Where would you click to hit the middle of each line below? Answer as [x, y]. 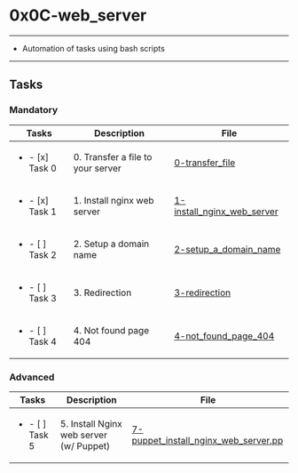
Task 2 [43, 254]
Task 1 [43, 212]
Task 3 [43, 298]
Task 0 [43, 168]
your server [97, 168]
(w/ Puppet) [86, 445]
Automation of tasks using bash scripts [94, 48]
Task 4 [43, 341]
